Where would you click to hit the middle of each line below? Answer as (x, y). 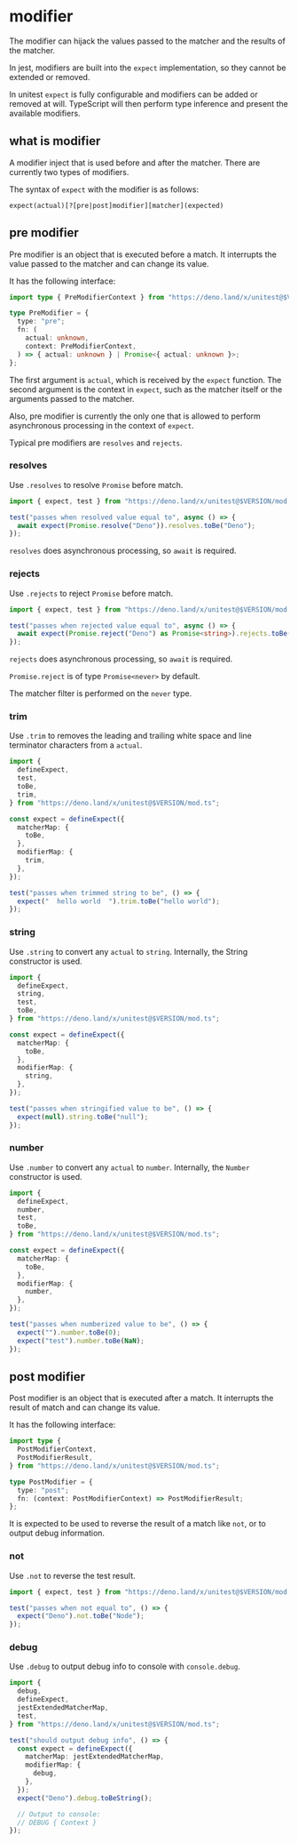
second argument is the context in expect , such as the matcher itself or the (146, 389)
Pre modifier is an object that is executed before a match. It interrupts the (143, 254)
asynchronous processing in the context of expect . (102, 425)
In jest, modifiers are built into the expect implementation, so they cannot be (148, 68)
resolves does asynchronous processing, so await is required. (123, 551)
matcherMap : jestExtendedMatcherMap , (95, 1757)
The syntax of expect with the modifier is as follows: (104, 189)
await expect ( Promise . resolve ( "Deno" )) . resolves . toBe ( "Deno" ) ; (137, 525)
